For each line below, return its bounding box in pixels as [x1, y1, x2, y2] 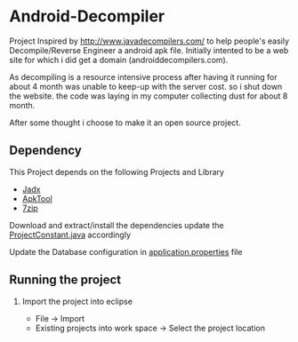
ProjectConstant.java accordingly [9, 229, 132, 240]
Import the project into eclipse [21, 296, 133, 306]
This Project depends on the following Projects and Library [9, 166, 225, 177]
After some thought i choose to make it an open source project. [9, 117, 242, 128]
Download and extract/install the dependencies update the [9, 219, 224, 230]
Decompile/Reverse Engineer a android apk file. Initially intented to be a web [9, 44, 289, 55]
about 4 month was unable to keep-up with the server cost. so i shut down [9, 81, 283, 91]
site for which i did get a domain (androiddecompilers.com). [9, 54, 229, 65]
